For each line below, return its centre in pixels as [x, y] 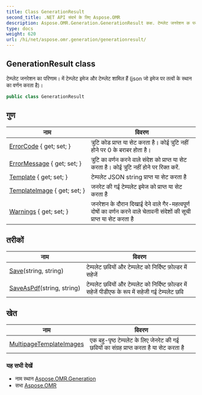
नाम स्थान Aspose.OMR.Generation [55, 379]
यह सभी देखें [20, 366]
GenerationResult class [51, 64]
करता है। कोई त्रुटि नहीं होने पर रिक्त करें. [136, 167]
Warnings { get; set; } [39, 211]
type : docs [20, 29]
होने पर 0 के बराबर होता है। [121, 149]
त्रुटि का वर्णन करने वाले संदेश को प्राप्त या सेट [139, 160]
